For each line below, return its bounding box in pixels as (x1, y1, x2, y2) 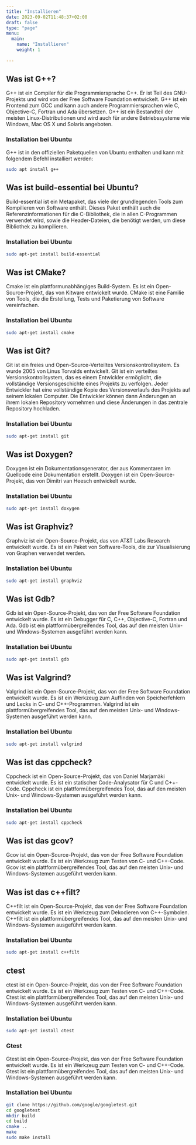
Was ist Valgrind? (6, 672, 71, 682)
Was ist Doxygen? (6, 449, 73, 459)
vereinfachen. (6, 302, 40, 309)
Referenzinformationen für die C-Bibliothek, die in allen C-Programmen (6, 211, 177, 218)
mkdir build (6, 1113, 35, 1119)
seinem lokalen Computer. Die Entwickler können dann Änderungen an (6, 393, 177, 400)
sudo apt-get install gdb (6, 656, 69, 662)
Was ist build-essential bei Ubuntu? (6, 183, 139, 193)
